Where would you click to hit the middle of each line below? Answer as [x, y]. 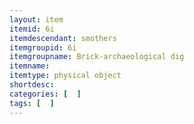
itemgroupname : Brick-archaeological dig [97, 57]
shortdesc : [32, 85]
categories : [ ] [45, 94]
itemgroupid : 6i [43, 47]
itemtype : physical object [65, 76]
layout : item [36, 19]
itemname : [30, 66]
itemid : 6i [32, 29]
